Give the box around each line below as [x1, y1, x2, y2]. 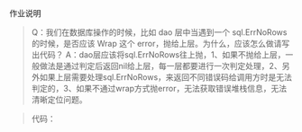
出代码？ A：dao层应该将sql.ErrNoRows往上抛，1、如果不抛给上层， [31, 49, 286, 60]
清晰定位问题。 [31, 94, 87, 105]
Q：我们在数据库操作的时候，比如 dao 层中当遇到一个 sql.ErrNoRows [31, 27, 288, 38]
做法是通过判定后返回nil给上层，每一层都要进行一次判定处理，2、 [39, 61, 282, 71]
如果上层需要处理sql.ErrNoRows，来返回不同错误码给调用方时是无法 [39, 72, 293, 83]
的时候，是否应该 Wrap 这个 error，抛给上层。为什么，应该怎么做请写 [31, 39, 290, 48]
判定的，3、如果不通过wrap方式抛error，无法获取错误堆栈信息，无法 [31, 84, 287, 93]
